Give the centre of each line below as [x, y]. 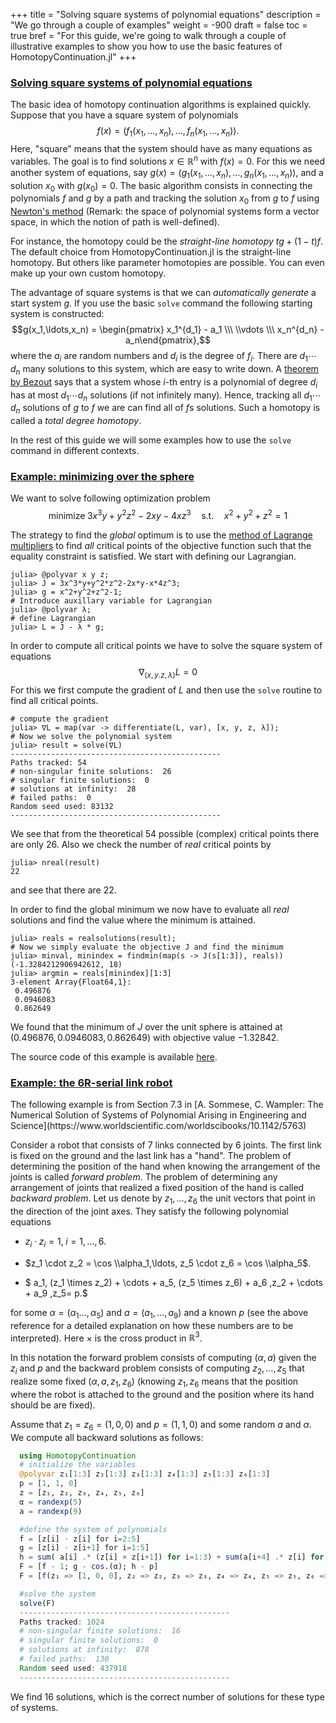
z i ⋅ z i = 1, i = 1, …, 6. [65, 1242]
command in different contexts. [75, 451]
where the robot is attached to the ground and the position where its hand [162, 1394]
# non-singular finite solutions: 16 [100, 1631]
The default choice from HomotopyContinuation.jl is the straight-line [151, 252]
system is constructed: [57, 314]
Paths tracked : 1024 [62, 1622]
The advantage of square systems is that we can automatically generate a [163, 293]
